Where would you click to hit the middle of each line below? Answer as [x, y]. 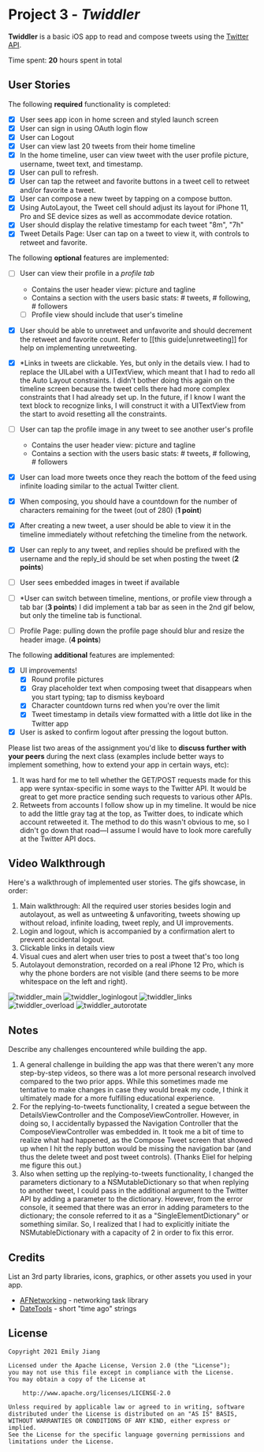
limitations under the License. [61, 1441]
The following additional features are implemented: [91, 655]
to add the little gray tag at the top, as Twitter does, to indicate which [131, 813]
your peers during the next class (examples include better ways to [116, 756]
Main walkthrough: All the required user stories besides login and [125, 906]
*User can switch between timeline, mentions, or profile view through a [136, 598]
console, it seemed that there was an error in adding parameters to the [134, 1208]
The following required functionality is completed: [89, 104]
